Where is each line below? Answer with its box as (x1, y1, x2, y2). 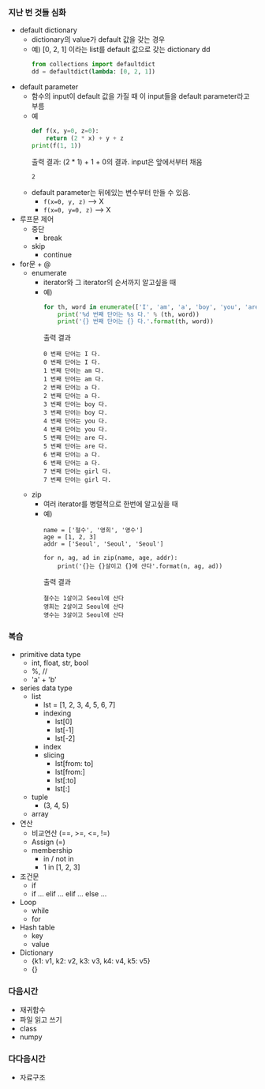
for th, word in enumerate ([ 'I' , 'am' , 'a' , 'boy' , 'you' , (43, 302, 242, 311)
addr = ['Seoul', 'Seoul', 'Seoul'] (43, 540, 164, 548)
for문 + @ (19, 259, 51, 268)
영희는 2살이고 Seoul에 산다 (43, 603, 125, 611)
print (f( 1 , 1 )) (31, 141, 81, 149)
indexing (43, 708, 72, 718)
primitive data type (19, 649, 81, 659)
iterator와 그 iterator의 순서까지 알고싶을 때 (43, 277, 177, 287)
